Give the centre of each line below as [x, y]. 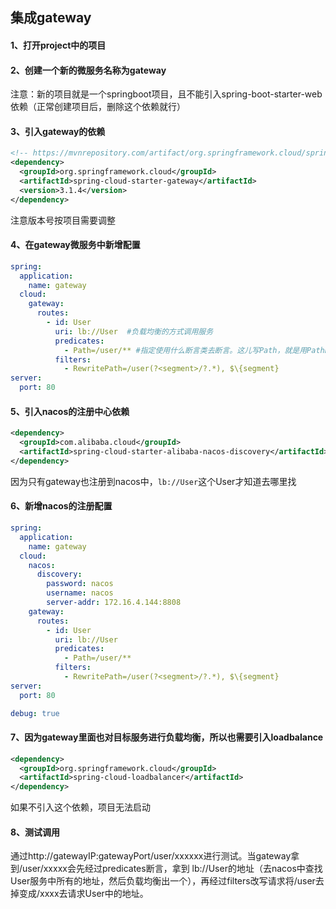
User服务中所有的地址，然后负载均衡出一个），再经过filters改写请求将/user [163, 881]
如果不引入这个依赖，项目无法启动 [80, 807]
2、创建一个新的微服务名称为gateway [88, 70]
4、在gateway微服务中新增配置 [75, 245]
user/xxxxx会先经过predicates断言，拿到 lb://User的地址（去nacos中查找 [172, 869]
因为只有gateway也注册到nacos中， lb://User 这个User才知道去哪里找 [153, 481]
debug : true [35, 713]
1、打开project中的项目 [58, 45]
